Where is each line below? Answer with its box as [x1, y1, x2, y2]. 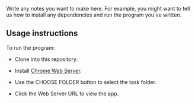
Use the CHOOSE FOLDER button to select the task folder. [14, 78, 157, 85]
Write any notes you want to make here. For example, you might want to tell [6, 5, 190, 12]
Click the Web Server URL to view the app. [14, 90, 119, 97]
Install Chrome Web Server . [14, 67, 82, 74]
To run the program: [6, 44, 55, 51]
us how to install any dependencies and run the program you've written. [6, 11, 182, 18]
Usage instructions [6, 28, 78, 38]
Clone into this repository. [14, 56, 78, 63]
